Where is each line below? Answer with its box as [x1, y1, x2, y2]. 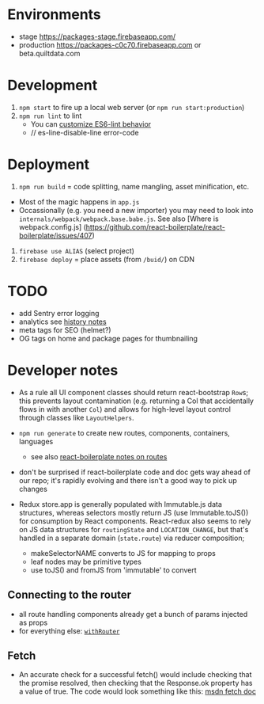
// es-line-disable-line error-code [30, 127, 139, 137]
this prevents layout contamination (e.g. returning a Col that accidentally [18, 396, 255, 405]
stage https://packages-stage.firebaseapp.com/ [18, 32, 176, 41]
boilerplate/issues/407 [18, 230, 92, 240]
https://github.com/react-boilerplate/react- [85, 222, 226, 231]
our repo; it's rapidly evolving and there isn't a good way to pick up [18, 475, 238, 485]
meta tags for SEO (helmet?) [18, 325, 111, 334]
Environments [7, 6, 102, 24]
